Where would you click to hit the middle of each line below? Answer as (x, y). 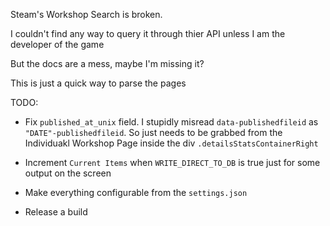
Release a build (56, 212)
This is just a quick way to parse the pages (98, 83)
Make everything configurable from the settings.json (136, 192)
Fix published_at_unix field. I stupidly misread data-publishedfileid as (171, 122)
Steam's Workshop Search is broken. (86, 14)
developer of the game (57, 44)
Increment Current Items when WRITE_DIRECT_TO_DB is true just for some (172, 162)
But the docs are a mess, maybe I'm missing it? (107, 63)
